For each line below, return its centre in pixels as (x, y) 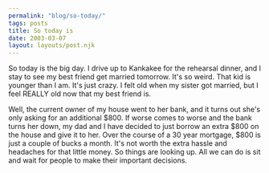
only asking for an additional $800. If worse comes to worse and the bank (130, 118)
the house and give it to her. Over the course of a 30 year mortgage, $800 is (134, 135)
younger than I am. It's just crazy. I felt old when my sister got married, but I (133, 86)
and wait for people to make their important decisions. (98, 160)
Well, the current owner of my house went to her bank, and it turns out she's (134, 110)
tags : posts (28, 23)
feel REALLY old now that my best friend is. (79, 94)
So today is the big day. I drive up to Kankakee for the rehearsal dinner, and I (135, 68)
